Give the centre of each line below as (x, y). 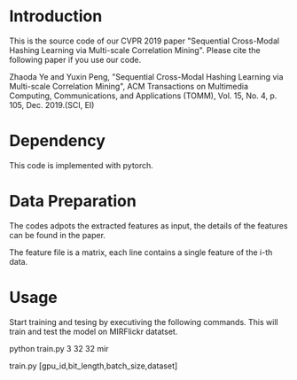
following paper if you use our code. (75, 59)
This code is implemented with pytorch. (81, 165)
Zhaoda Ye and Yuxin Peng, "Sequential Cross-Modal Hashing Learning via (146, 76)
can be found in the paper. (58, 235)
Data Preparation (73, 202)
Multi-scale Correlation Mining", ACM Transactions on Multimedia (129, 86)
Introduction (56, 16)
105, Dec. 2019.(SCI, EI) (52, 105)
